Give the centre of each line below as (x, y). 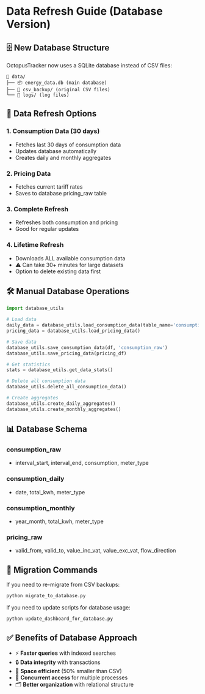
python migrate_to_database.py (46, 596)
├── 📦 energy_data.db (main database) (57, 83)
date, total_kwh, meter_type (50, 492)
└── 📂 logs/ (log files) (38, 95)
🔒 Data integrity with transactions (58, 662)
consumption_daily (35, 479)
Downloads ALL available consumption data (70, 258)
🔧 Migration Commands (52, 570)
